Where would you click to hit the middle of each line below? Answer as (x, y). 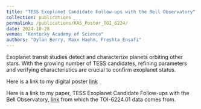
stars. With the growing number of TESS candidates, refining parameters (97, 63)
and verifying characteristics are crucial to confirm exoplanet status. (91, 70)
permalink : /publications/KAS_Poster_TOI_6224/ (67, 23)
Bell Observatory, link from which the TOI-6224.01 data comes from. (91, 99)
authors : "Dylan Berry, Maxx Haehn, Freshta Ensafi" (74, 40)
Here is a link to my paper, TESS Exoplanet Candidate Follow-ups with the (98, 93)
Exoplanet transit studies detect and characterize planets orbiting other (95, 57)
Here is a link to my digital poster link (52, 81)
